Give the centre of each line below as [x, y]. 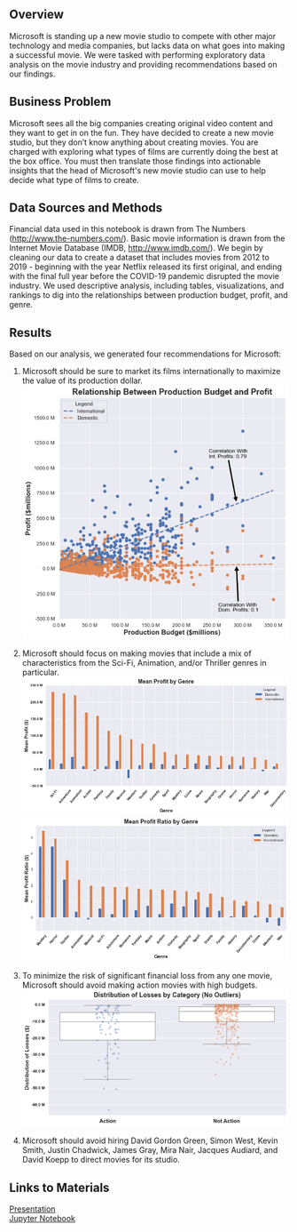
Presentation [32, 1209]
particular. [40, 672]
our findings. [32, 74]
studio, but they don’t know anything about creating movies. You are [134, 142]
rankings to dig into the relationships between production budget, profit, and [148, 295]
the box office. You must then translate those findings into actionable [135, 161]
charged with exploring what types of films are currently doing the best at [144, 151]
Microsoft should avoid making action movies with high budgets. [140, 985]
